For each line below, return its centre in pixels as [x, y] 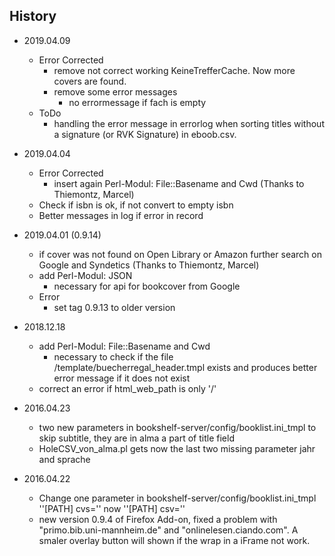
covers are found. [90, 81]
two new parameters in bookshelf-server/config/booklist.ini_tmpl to [177, 427]
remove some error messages [115, 91]
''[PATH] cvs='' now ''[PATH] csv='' [112, 508]
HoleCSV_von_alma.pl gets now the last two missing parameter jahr [177, 448]
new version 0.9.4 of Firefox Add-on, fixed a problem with [158, 519]
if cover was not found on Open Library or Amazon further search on [180, 254]
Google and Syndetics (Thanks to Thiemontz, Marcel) [149, 265]
